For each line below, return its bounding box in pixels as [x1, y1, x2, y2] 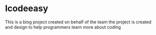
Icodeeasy [5, 3, 49, 14]
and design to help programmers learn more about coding [5, 24, 121, 30]
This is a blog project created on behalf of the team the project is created [5, 19, 152, 25]
